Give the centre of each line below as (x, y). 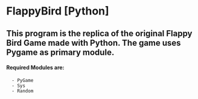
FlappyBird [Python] (58, 11)
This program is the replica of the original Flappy (99, 34)
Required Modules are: (35, 68)
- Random (23, 91)
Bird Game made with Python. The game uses (94, 43)
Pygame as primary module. (60, 52)
